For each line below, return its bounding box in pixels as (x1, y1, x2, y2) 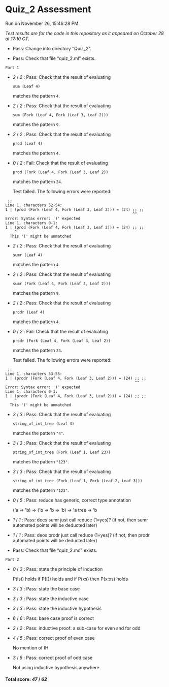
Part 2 (5, 557, 19, 562)
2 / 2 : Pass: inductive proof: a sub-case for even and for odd (12, 625, 141, 631)
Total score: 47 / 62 (5, 676, 47, 682)
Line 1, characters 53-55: (5, 371, 62, 377)
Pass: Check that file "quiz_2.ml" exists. (12, 55, 96, 61)
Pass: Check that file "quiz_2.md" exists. (12, 547, 97, 553)
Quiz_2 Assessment (5, 4, 91, 15)
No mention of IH (12, 644, 49, 651)
